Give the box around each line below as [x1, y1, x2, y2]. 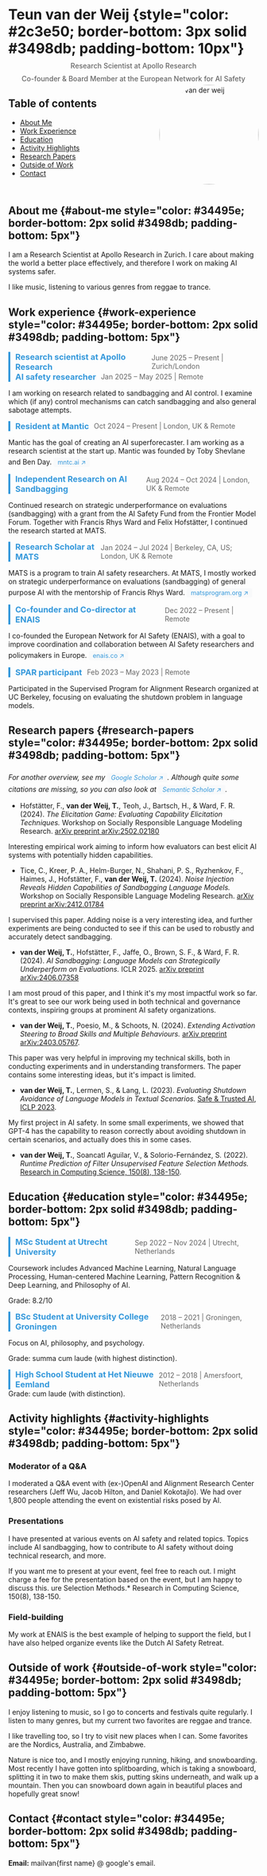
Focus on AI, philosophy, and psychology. [8, 1338, 145, 1347]
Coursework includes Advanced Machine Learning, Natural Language [8, 1263, 237, 1272]
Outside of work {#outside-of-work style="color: [8, 1661, 257, 1675]
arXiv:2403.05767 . [19, 1037, 80, 1047]
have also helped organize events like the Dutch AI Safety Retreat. [8, 1638, 224, 1647]
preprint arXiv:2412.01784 [19, 899, 105, 909]
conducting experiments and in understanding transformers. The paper [8, 1061, 242, 1071]
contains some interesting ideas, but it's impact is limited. [8, 1070, 196, 1080]
